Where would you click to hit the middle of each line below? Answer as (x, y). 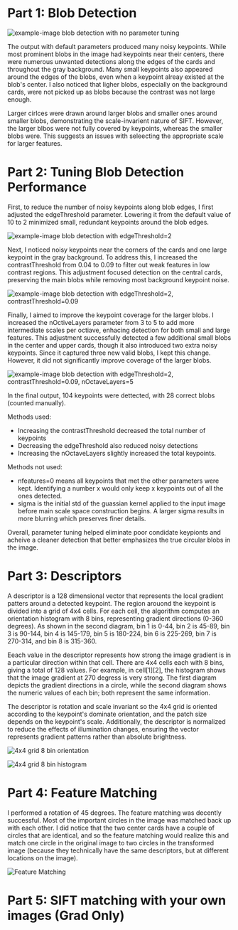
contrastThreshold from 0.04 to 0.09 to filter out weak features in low (109, 264)
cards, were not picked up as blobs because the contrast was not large (111, 92)
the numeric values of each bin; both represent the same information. (109, 693)
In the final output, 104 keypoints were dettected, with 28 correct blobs (111, 395)
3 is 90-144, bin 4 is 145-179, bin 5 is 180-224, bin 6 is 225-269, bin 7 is (112, 634)
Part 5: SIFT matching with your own (117, 900)
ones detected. (40, 496)
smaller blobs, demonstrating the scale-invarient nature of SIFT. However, (115, 121)
